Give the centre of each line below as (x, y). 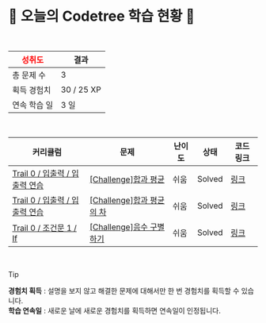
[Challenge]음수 (119, 227)
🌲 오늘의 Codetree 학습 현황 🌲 (102, 16)
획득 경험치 (32, 90)
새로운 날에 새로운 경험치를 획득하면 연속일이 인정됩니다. (134, 310)
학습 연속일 (25, 310)
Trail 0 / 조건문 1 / (45, 228)
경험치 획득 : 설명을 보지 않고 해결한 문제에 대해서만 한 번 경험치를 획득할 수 (124, 290)
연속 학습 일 (33, 105)
